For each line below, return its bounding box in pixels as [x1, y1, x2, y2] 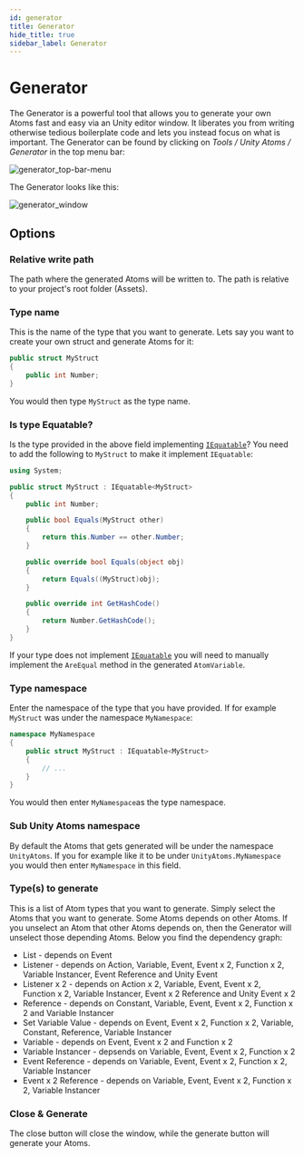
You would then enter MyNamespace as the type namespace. [9, 797, 227, 808]
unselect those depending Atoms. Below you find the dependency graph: [9, 932, 283, 943]
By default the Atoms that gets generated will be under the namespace [9, 840, 274, 851]
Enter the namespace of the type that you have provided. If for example [9, 703, 277, 713]
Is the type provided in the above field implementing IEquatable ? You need [9, 438, 289, 450]
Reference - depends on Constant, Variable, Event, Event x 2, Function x [22, 997, 293, 1009]
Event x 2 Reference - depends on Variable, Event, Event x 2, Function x [22, 1074, 292, 1086]
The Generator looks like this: [9, 182, 120, 193]
